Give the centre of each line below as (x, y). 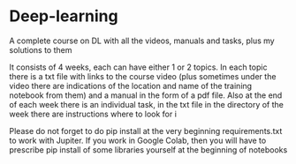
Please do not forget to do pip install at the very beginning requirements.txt (146, 130)
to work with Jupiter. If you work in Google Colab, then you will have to (138, 140)
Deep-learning (64, 16)
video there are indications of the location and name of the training (131, 86)
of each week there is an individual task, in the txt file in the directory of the (147, 104)
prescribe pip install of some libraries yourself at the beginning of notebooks (148, 149)
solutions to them (41, 49)
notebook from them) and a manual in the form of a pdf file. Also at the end (146, 95)
